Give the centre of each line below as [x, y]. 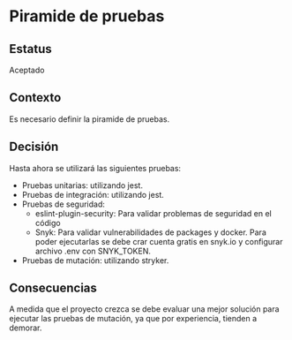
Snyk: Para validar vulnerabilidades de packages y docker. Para [150, 232]
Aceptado [27, 70]
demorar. [26, 328]
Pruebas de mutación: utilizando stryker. [95, 260]
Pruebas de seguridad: [64, 204]
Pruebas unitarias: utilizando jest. [82, 185]
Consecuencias [53, 288]
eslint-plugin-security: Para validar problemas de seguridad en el [153, 213]
